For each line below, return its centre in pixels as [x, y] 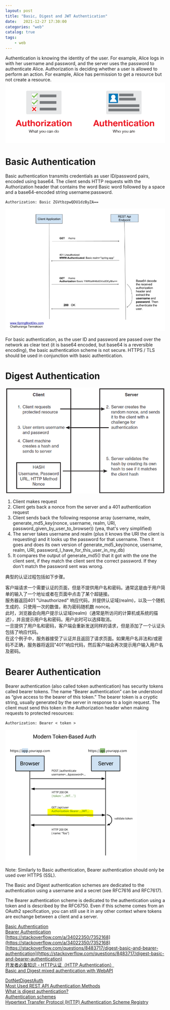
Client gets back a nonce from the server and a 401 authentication [82, 507]
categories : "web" [25, 27]
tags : [11, 38]
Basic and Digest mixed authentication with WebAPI [59, 970]
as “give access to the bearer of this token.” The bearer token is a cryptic [82, 697]
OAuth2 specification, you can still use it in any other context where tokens [83, 911]
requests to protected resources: [40, 713]
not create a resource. [28, 79]
